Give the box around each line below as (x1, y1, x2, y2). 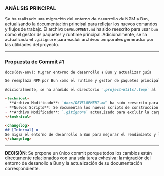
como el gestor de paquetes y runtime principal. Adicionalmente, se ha (5, 32, 147, 38)
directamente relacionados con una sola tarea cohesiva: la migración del (5, 155, 151, 161)
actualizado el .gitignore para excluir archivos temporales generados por (5, 37, 154, 42)
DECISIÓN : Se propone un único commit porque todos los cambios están (5, 150, 152, 156)
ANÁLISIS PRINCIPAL (5, 5, 56, 12)
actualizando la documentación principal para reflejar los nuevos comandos (5, 21, 158, 27)
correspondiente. (5, 166, 40, 172)
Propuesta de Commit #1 (5, 59, 64, 65)
